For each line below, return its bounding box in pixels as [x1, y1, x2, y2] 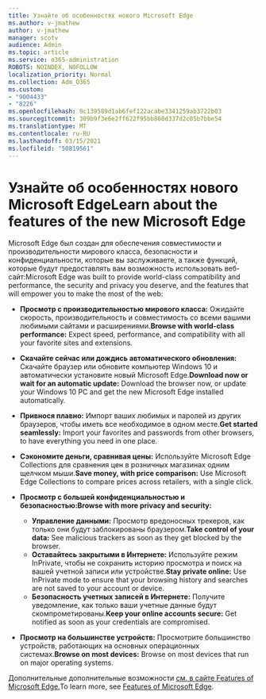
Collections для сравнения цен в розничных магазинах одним [19, 460, 230, 470]
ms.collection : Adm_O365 [8, 78, 91, 86]
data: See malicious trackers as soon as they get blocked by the [31, 533, 242, 543]
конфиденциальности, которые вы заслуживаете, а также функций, [8, 255, 238, 265]
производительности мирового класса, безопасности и [8, 247, 199, 256]
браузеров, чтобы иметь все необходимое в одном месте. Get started [19, 420, 258, 429]
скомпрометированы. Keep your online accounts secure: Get [31, 609, 237, 619]
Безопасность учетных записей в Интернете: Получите [31, 592, 226, 601]
